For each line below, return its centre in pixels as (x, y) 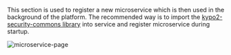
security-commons (34, 24)
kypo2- (212, 17)
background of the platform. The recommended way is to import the (104, 17)
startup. (18, 31)
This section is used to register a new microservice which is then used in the (116, 10)
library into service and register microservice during (136, 24)
